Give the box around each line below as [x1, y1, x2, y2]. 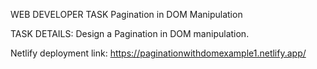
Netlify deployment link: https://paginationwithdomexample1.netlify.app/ [10, 47, 307, 59]
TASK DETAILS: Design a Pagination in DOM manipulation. [10, 28, 250, 39]
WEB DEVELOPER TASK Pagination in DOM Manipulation [10, 9, 243, 20]
